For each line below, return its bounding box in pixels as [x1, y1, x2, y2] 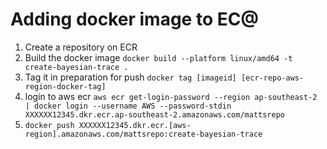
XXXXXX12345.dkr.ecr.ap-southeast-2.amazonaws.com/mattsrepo [24, 109, 286, 120]
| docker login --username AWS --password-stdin [24, 101, 232, 111]
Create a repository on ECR [24, 41, 138, 53]
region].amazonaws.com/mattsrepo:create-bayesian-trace [24, 129, 263, 139]
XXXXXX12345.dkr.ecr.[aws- [78, 120, 192, 130]
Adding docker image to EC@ [10, 8, 259, 31]
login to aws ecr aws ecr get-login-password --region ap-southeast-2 [24, 90, 318, 102]
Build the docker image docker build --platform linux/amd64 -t [24, 51, 293, 63]
